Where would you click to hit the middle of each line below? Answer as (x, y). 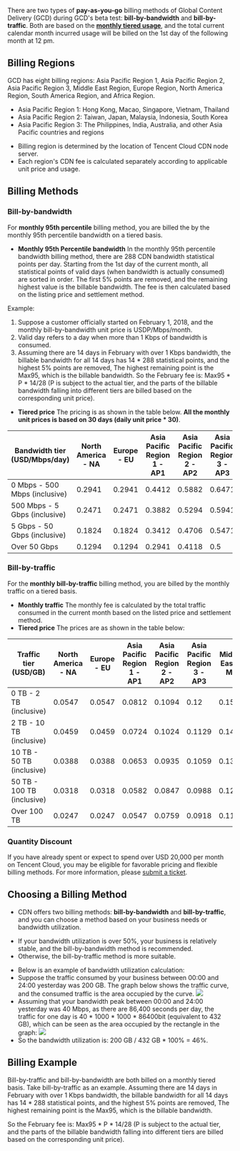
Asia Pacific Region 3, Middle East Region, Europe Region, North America (115, 88)
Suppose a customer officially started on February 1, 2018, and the (115, 322)
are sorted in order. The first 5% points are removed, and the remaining (122, 279)
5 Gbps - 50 (32, 526)
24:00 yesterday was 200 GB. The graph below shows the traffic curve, (123, 985)
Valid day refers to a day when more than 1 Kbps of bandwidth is (112, 337)
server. (28, 154)
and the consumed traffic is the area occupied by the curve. (106, 994)
